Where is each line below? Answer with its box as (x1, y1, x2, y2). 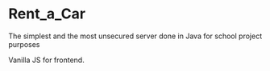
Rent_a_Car (8, 5, 86, 23)
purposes (8, 39, 40, 49)
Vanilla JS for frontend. (8, 55, 85, 65)
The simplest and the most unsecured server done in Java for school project (8, 31, 263, 41)
